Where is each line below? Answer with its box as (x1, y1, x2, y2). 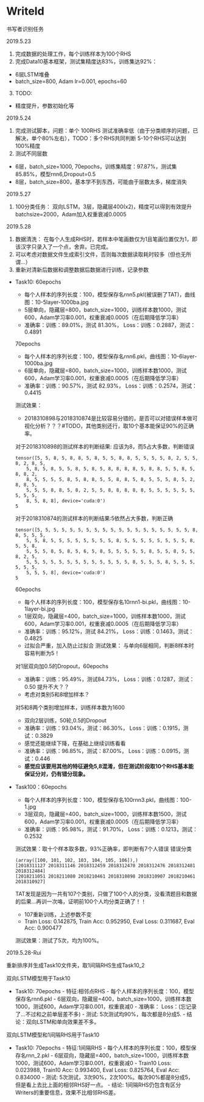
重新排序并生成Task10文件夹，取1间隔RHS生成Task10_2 (6, 961, 145, 969)
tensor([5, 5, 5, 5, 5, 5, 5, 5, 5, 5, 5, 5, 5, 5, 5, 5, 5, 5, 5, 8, (15, 527, 199, 533)
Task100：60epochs (15, 783, 67, 790)
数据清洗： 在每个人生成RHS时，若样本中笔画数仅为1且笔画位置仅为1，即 (15, 235, 198, 243)
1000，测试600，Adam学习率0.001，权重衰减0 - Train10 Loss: (15, 1059, 172, 1067)
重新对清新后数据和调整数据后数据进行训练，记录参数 (15, 266, 149, 273)
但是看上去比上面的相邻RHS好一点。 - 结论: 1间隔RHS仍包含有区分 (15, 1081, 181, 1089)
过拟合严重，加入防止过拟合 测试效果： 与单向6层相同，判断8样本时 (24, 642, 194, 649)
